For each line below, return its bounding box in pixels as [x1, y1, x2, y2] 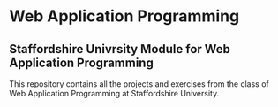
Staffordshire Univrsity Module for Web [9, 42, 231, 57]
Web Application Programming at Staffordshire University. [9, 88, 220, 98]
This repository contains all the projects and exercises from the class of [9, 79, 269, 89]
